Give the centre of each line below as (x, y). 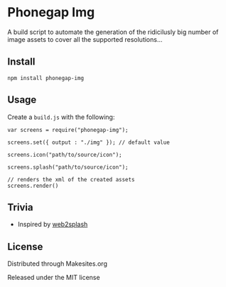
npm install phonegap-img (45, 78)
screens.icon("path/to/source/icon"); (65, 154)
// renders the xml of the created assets (71, 179)
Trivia (20, 207)
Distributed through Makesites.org (58, 264)
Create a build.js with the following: (61, 117)
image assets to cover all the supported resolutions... (85, 39)
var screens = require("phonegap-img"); (68, 130)
